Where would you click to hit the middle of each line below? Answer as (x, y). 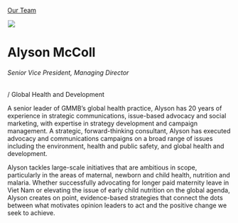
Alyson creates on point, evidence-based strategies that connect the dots (115, 198)
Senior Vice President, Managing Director (68, 72)
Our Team (22, 10)
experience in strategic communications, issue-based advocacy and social (117, 116)
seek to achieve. (31, 213)
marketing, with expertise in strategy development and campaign (102, 123)
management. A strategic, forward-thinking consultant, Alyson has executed (119, 131)
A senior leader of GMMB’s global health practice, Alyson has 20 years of (115, 108)
